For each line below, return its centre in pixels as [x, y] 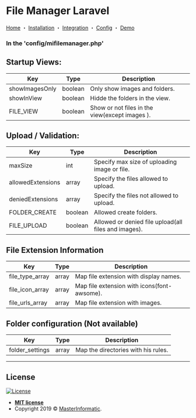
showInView [26, 98]
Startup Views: [34, 62]
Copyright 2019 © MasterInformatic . [58, 409]
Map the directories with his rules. [122, 350]
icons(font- [156, 286]
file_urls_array [28, 303]
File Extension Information [55, 250]
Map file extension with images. [118, 303]
